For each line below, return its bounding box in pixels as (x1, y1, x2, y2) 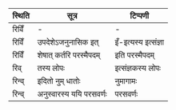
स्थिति (12, 10, 30, 21)
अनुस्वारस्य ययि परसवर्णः (37, 88, 107, 99)
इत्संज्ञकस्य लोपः (114, 63, 162, 73)
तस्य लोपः (37, 63, 66, 73)
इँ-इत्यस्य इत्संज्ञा (114, 37, 165, 47)
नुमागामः (114, 76, 138, 86)
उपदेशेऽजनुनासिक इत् (37, 37, 99, 47)
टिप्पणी (130, 10, 150, 21)
